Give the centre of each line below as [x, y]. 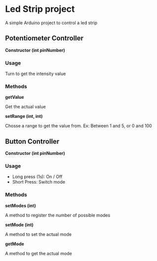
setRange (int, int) [24, 116]
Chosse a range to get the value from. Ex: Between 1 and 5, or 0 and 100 [78, 126]
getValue [15, 97]
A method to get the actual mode [39, 253]
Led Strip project [40, 9]
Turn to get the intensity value [36, 74]
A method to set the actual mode [38, 234]
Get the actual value [25, 107]
